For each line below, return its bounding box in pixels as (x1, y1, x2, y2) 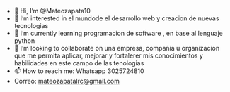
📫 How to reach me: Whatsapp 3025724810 (13, 67, 144, 75)
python (13, 37, 35, 45)
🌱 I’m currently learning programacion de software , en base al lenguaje (13, 29, 223, 37)
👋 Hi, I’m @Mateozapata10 (13, 7, 91, 15)
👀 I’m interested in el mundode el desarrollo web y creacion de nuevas (13, 14, 219, 22)
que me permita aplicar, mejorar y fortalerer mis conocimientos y (13, 51, 204, 60)
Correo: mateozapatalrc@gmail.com (13, 77, 120, 85)
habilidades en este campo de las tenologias (13, 59, 144, 67)
